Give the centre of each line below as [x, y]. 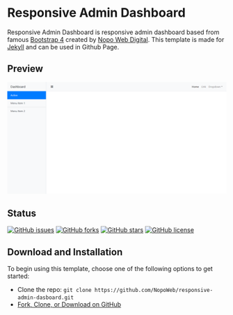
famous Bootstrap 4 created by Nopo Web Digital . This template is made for [116, 39]
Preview [25, 69]
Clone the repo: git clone [54, 290]
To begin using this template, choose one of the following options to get [110, 269]
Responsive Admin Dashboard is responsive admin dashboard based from [113, 32]
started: [18, 276]
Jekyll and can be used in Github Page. [63, 47]
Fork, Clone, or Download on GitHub [69, 305]
